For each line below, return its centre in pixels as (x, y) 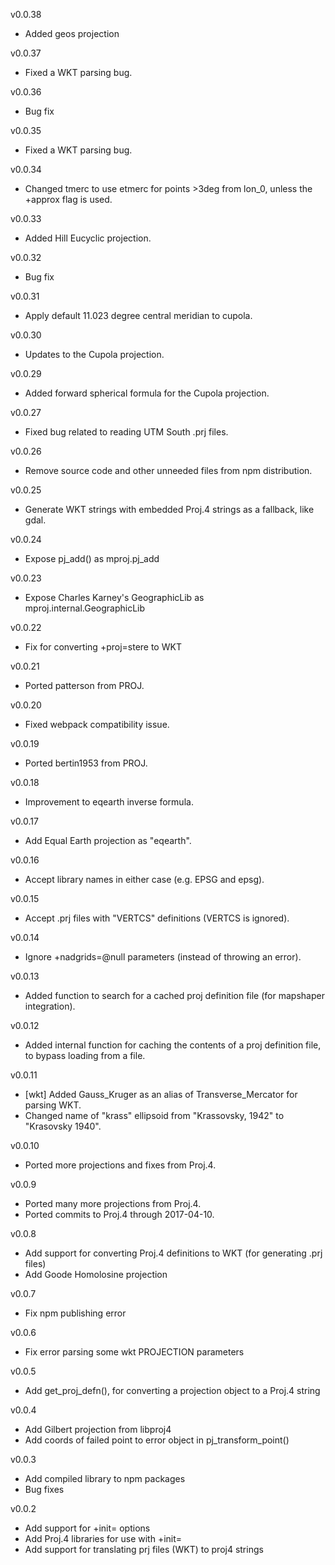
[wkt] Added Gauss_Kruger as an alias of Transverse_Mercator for (161, 1094)
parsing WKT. (53, 1105)
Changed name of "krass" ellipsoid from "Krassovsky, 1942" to (154, 1115)
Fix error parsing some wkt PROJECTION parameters (134, 1352)
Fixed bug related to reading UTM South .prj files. (126, 432)
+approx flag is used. (68, 199)
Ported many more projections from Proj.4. (113, 1203)
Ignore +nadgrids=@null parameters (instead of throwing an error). (163, 957)
